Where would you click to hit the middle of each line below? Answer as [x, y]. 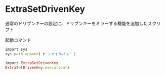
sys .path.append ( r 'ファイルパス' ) [41, 54]
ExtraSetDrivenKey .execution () [37, 68]
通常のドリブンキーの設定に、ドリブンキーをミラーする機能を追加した [77, 23]
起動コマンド [18, 40]
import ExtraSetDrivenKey [32, 63]
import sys [16, 49]
